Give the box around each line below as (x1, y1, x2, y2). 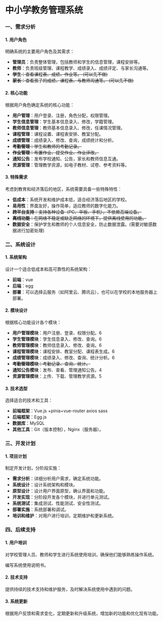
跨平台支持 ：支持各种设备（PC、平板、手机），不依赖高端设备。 (12, 209, 142, 215)
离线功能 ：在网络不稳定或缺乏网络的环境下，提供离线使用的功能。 (12, 215, 147, 221)
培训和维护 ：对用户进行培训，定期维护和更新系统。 (12, 513, 117, 519)
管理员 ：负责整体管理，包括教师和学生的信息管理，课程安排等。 (12, 59, 142, 65)
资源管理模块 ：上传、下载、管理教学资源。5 (12, 373, 102, 379)
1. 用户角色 (5, 37, 27, 43)
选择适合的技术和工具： (5, 397, 53, 403)
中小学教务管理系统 (5, 4, 83, 16)
